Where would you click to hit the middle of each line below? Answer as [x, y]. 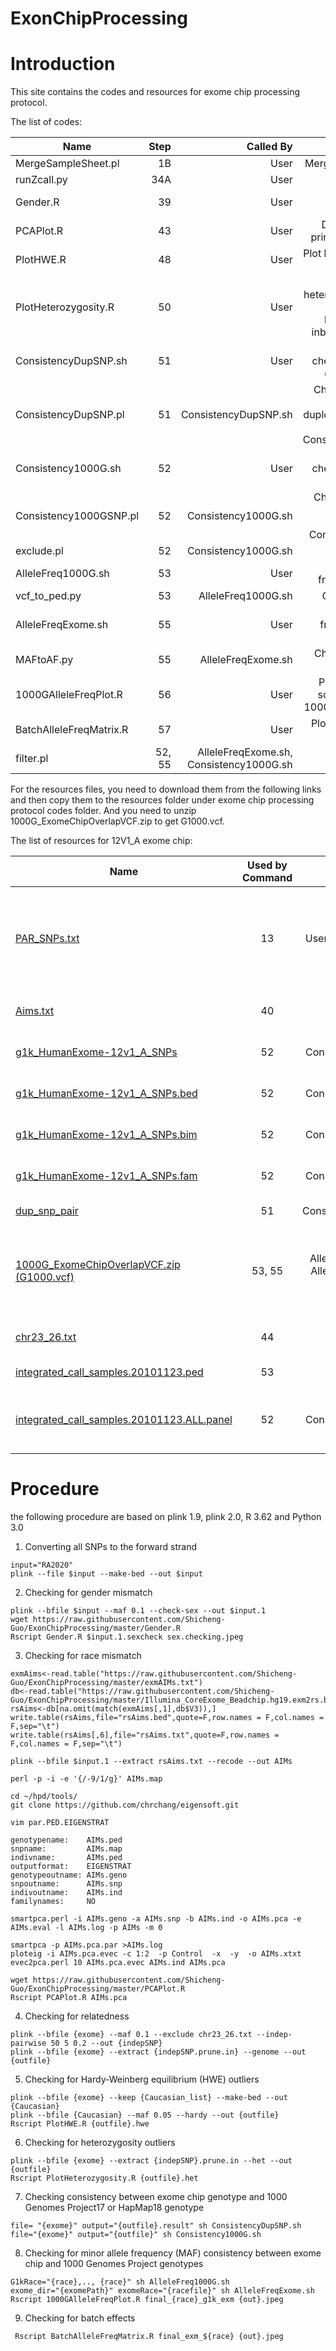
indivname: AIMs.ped [66, 1858]
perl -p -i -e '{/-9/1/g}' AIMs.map [86, 1779]
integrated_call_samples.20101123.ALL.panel [124, 1420]
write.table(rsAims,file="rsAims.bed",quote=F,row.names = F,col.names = [167, 1718]
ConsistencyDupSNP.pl [70, 415]
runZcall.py [41, 180]
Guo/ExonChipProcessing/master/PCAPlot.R [98, 1989]
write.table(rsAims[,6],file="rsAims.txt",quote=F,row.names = [145, 1735]
